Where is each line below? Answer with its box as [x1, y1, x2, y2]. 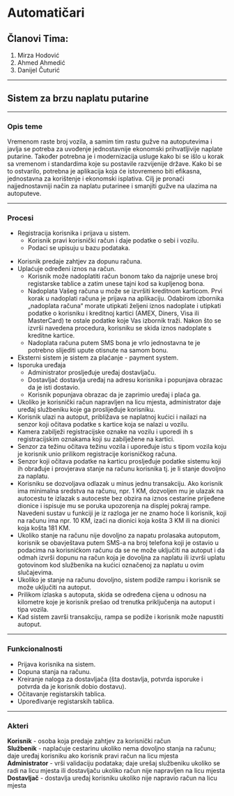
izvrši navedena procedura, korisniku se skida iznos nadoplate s [27, 324, 212, 332]
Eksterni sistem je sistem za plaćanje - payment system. [17, 353, 179, 362]
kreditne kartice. [27, 331, 75, 339]
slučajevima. [17, 568, 54, 576]
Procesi [7, 213, 33, 223]
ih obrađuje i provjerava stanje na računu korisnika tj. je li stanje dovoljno [17, 465, 226, 473]
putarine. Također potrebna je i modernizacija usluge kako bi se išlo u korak [7, 152, 224, 161]
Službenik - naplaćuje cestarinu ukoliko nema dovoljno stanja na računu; [7, 744, 217, 752]
